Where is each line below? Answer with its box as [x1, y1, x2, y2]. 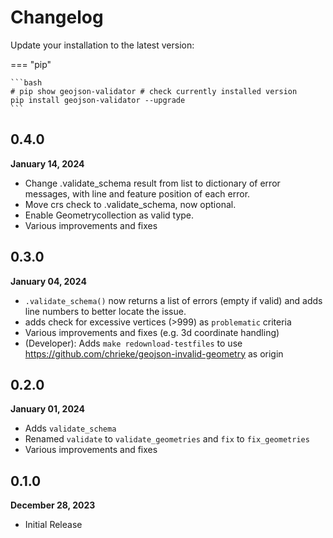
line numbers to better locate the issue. [24, 305, 187, 317]
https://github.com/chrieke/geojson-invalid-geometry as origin [24, 347, 284, 360]
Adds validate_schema [24, 422, 117, 435]
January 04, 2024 [10, 275, 87, 287]
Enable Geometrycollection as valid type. [24, 209, 195, 221]
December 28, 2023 [10, 499, 96, 511]
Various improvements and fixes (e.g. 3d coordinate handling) [24, 326, 280, 338]
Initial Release [24, 519, 83, 531]
